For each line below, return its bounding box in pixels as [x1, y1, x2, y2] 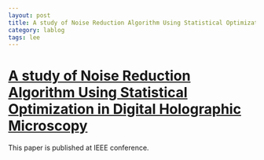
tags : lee [8, 33, 41, 42]
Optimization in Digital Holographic [8, 100, 242, 118]
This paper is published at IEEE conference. [8, 143, 149, 153]
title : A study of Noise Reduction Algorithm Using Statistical [8, 19, 223, 27]
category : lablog [8, 26, 65, 34]
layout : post [8, 11, 51, 20]
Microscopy [8, 117, 88, 135]
